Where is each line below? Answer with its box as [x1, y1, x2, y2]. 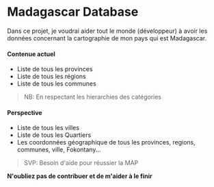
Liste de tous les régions [16, 73, 87, 81]
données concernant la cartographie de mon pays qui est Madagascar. [7, 34, 207, 42]
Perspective [7, 108, 42, 116]
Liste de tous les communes [16, 79, 97, 88]
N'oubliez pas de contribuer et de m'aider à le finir [7, 172, 152, 180]
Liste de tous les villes [16, 124, 80, 132]
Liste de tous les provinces [16, 65, 93, 73]
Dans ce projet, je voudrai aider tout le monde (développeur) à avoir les [7, 27, 208, 35]
